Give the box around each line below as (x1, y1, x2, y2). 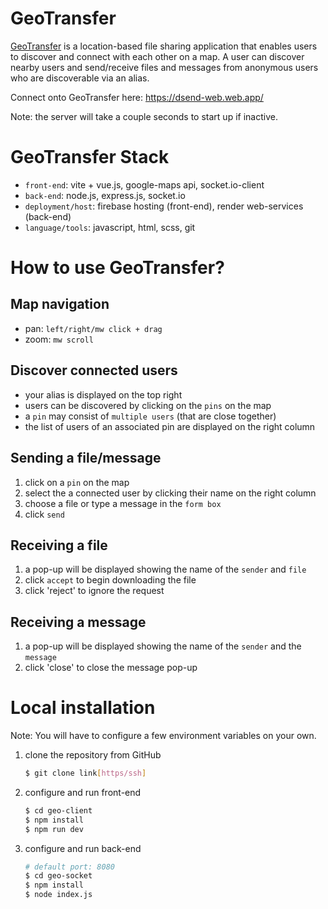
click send (24, 508, 65, 520)
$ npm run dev (24, 824, 84, 834)
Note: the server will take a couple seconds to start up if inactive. (10, 110, 278, 122)
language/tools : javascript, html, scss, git (24, 221, 196, 233)
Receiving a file (10, 537, 108, 554)
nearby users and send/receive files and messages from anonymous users (10, 61, 319, 73)
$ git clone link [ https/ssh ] (24, 768, 147, 779)
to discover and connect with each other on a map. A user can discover (10, 50, 305, 62)
